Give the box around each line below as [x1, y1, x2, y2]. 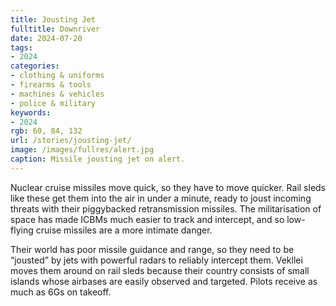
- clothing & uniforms [10, 71, 105, 81]
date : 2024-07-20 [10, 33, 83, 43]
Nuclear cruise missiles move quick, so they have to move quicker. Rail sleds [10, 181, 327, 193]
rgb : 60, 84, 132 [10, 126, 83, 136]
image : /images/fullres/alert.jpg [10, 145, 155, 155]
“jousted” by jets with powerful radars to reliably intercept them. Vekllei [10, 254, 303, 266]
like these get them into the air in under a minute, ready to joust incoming [10, 192, 312, 204]
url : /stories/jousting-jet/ [10, 136, 132, 146]
